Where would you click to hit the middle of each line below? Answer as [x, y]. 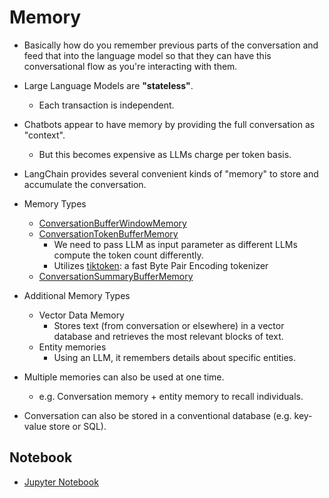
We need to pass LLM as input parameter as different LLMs [175, 244]
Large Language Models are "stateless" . [108, 85]
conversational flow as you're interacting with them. [130, 66]
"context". [44, 135]
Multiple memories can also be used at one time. [124, 377]
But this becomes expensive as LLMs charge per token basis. [165, 154]
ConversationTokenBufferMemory [108, 233]
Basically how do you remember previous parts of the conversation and [171, 45]
